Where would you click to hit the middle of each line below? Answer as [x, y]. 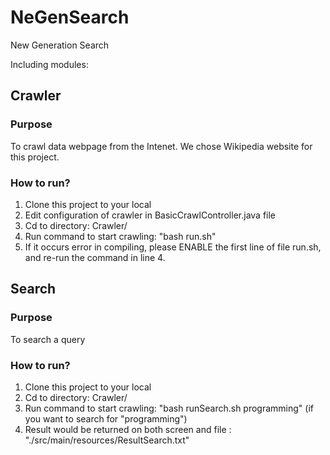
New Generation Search [60, 45]
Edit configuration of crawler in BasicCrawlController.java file [150, 215]
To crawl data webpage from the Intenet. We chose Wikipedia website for [161, 146]
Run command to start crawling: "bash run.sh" [120, 236]
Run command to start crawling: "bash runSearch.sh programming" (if [169, 408]
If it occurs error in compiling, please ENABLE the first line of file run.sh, [173, 247]
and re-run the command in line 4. [95, 257]
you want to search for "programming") [106, 418]
